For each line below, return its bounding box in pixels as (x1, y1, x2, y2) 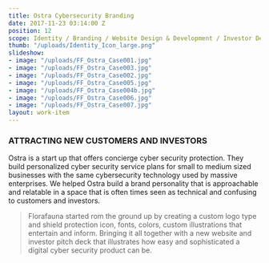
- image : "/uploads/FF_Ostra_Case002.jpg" (8, 71, 152, 79)
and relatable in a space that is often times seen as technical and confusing (8, 188, 258, 197)
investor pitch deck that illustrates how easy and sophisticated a (27, 237, 240, 247)
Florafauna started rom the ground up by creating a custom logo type (27, 212, 257, 221)
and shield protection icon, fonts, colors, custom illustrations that (27, 220, 243, 229)
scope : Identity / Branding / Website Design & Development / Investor (8, 34, 252, 42)
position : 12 (8, 26, 52, 34)
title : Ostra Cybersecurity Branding (8, 11, 134, 20)
